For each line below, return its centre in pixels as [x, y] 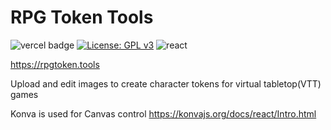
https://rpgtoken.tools [55, 64]
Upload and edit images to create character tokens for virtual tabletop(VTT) [166, 83]
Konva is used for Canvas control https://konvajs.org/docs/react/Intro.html [163, 113]
